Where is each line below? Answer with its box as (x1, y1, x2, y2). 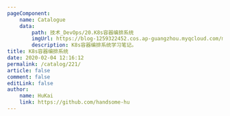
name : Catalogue (19, 16, 66, 23)
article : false (7, 67, 51, 74)
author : (7, 86, 29, 93)
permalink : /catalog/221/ (7, 61, 81, 68)
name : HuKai (19, 93, 53, 100)
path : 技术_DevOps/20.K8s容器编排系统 (31, 29, 134, 36)
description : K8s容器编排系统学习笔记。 (31, 42, 137, 48)
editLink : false (7, 80, 53, 87)
